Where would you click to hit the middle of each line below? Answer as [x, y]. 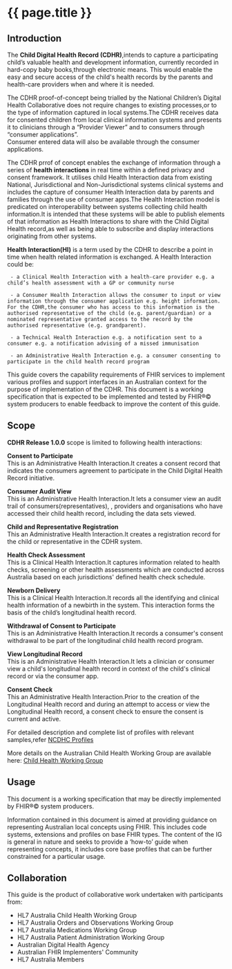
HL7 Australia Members [51, 959]
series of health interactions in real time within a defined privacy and [106, 170]
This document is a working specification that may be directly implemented [114, 799]
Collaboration [37, 878]
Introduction [35, 38]
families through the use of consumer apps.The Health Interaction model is [114, 199]
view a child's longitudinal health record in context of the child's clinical [109, 669]
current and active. [34, 718]
